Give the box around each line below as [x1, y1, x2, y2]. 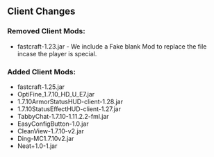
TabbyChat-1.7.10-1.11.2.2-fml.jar [17, 112, 109, 120]
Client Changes [7, 6, 76, 17]
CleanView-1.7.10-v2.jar [17, 126, 85, 135]
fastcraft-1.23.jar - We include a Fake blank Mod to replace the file [17, 42, 207, 51]
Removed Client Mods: [7, 26, 85, 36]
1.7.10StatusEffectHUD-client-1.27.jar [17, 104, 122, 113]
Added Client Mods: [7, 67, 76, 76]
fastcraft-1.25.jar [17, 83, 65, 91]
